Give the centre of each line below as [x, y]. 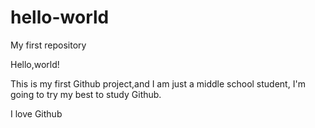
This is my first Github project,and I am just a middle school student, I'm [158, 83]
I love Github [36, 113]
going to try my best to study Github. [86, 94]
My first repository [48, 45]
